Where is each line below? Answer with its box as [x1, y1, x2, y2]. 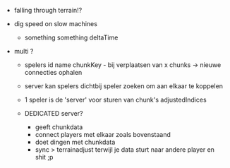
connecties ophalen [24, 68, 83, 76]
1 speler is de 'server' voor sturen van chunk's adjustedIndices [24, 95, 207, 104]
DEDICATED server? [24, 109, 83, 117]
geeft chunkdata [35, 123, 83, 131]
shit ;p [35, 153, 54, 161]
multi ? [13, 47, 34, 55]
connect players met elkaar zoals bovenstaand [35, 131, 171, 138]
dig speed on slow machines [13, 20, 97, 28]
